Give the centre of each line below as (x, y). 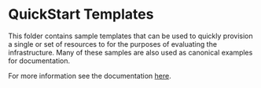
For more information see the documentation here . (90, 76)
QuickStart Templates (81, 14)
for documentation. (39, 61)
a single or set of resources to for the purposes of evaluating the (113, 44)
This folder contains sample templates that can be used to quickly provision (130, 36)
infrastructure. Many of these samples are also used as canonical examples (130, 52)
